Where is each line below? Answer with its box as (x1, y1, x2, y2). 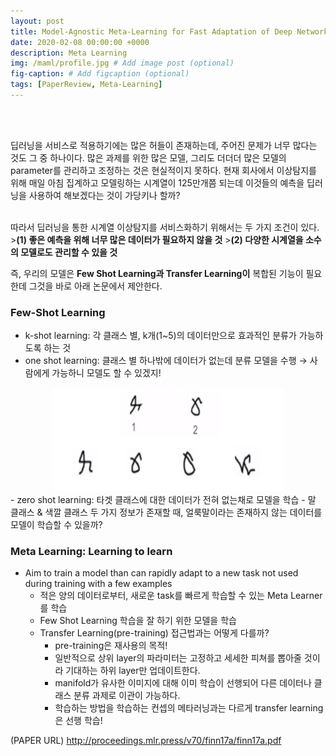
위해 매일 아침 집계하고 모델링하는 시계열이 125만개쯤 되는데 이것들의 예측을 (10, 176, 305, 189)
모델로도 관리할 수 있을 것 (20, 246, 118, 258)
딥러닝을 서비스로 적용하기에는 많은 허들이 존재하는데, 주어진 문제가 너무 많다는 (10, 139, 318, 151)
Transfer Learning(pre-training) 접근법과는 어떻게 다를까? (39, 627, 270, 639)
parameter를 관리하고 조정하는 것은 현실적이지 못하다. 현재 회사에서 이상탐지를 (10, 164, 317, 176)
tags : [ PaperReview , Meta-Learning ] (10, 80, 163, 90)
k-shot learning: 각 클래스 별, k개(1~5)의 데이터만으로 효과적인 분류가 (24, 330, 297, 342)
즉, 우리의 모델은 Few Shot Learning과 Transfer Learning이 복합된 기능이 (10, 267, 304, 279)
